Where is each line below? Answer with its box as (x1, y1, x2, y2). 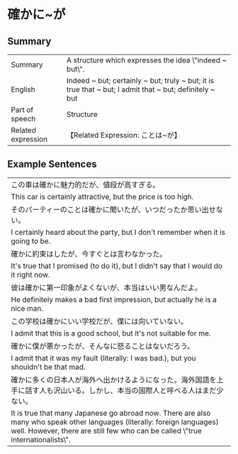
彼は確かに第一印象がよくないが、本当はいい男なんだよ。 (11, 282, 202, 292)
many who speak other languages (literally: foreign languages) (11, 416, 219, 426)
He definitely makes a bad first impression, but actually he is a (11, 294, 217, 304)
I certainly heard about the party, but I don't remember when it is (11, 227, 225, 237)
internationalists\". (11, 434, 71, 444)
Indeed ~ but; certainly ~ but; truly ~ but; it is (66, 76, 215, 85)
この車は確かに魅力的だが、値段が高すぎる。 (11, 179, 160, 189)
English (11, 84, 35, 94)
